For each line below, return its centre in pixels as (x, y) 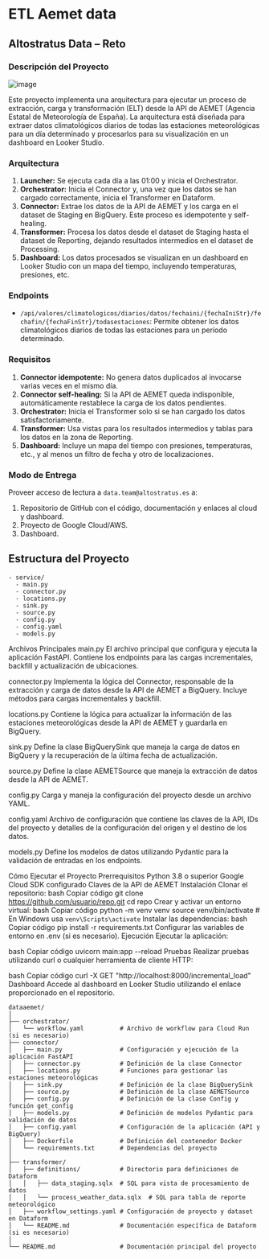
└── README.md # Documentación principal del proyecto (132, 1247)
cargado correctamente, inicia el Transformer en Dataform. (117, 198)
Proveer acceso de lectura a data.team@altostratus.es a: (103, 492)
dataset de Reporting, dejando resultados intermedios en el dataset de (137, 241)
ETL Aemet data (62, 14)
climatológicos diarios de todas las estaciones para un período (123, 330)
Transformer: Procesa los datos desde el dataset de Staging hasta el (134, 232)
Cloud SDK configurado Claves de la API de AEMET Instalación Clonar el (128, 884)
